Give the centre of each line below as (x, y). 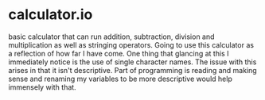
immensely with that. (43, 87)
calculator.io (51, 15)
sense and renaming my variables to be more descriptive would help (120, 79)
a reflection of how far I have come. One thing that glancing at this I (119, 53)
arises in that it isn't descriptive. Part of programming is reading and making (132, 70)
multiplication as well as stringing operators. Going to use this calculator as (131, 44)
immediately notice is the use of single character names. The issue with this (132, 62)
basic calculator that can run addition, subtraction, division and (111, 37)
